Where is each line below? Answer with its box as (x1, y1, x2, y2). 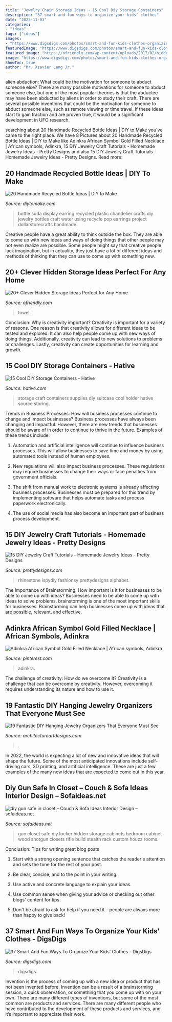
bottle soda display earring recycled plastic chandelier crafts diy (17, 210, 154, 216)
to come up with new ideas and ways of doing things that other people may (5, 236, 164, 243)
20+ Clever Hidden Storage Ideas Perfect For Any (5, 268, 166, 277)
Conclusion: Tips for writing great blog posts (5, 846, 100, 852)
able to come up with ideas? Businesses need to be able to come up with (5, 593, 159, 599)
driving (5, 764, 20, 769)
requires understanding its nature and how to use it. (5, 686, 114, 692)
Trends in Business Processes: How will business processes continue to (5, 410, 158, 416)
